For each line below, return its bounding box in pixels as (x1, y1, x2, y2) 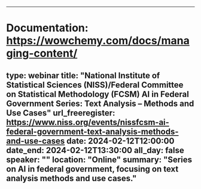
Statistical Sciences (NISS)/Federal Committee (6, 80, 184, 90)
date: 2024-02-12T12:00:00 (66, 136, 175, 146)
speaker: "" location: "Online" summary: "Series (6, 154, 193, 164)
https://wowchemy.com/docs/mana (6, 34, 190, 48)
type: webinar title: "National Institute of (6, 70, 160, 81)
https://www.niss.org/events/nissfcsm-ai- (6, 117, 169, 127)
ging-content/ (6, 47, 78, 60)
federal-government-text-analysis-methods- (6, 126, 179, 136)
